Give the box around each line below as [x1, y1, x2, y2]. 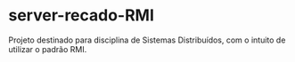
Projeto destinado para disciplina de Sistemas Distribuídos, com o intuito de [8, 35, 286, 45]
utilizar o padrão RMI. [8, 43, 87, 54]
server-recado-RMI [8, 5, 155, 26]
